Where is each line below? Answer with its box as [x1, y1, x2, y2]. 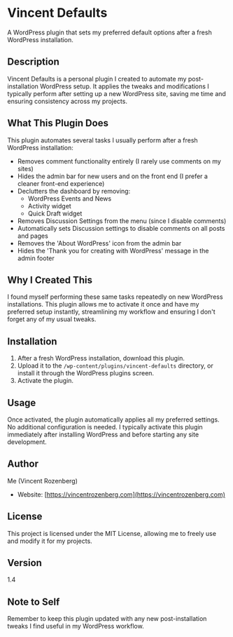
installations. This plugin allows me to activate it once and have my [7, 300, 199, 309]
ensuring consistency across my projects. [7, 97, 128, 105]
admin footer [17, 254, 55, 262]
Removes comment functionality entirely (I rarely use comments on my [17, 156, 222, 166]
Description [7, 56, 59, 68]
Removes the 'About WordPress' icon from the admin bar [17, 239, 182, 247]
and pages [17, 232, 49, 240]
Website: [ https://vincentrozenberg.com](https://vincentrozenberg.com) [17, 490, 225, 499]
